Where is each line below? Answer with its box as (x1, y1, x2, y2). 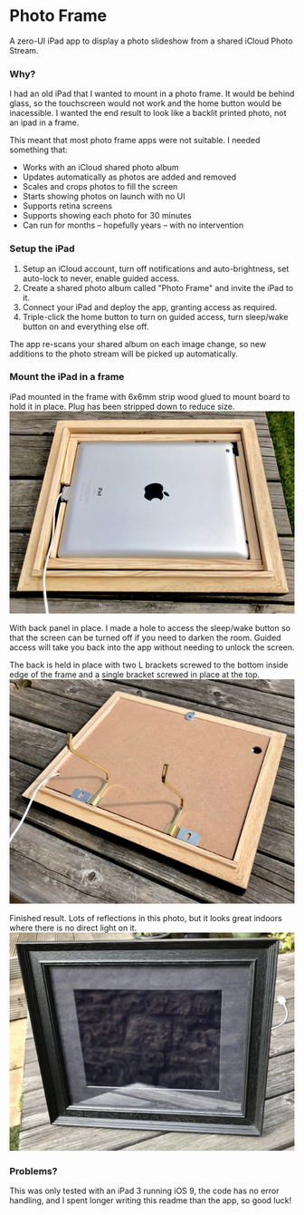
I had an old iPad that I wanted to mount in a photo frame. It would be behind (9, 88, 295, 100)
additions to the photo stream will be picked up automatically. (9, 348, 238, 359)
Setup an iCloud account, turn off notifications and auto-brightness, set (22, 263, 290, 274)
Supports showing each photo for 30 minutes (22, 210, 192, 221)
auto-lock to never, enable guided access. (22, 273, 180, 284)
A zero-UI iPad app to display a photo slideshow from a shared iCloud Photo (9, 35, 293, 46)
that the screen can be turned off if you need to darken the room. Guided (9, 632, 282, 643)
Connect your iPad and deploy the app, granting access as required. (22, 301, 278, 313)
